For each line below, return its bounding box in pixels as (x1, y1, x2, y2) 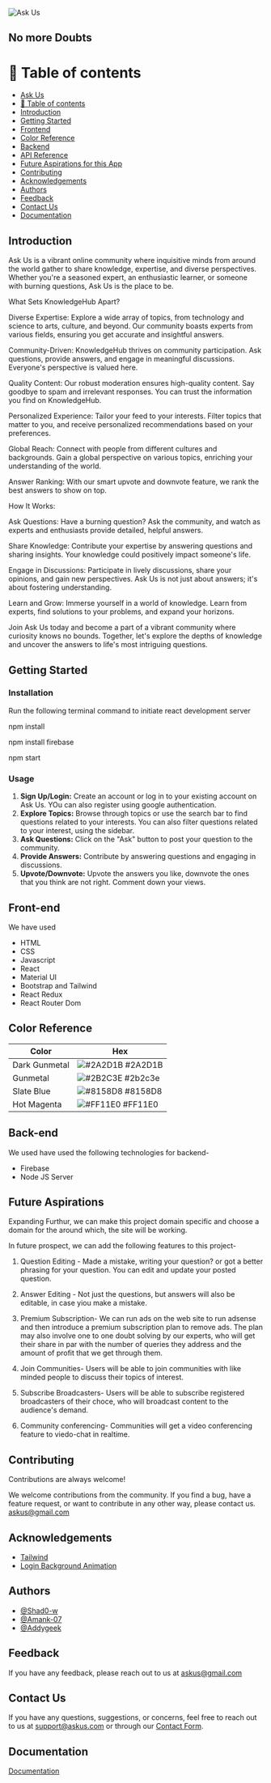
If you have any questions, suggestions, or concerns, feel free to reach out (8, 1713, 257, 1722)
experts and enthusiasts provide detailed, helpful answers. (8, 526, 204, 536)
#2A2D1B (125, 1059, 163, 1070)
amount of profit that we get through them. (19, 1348, 163, 1358)
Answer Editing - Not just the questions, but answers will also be (19, 1290, 235, 1299)
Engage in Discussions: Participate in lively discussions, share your (8, 565, 232, 575)
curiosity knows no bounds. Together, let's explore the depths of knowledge (8, 631, 263, 641)
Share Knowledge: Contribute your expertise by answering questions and (8, 541, 253, 551)
